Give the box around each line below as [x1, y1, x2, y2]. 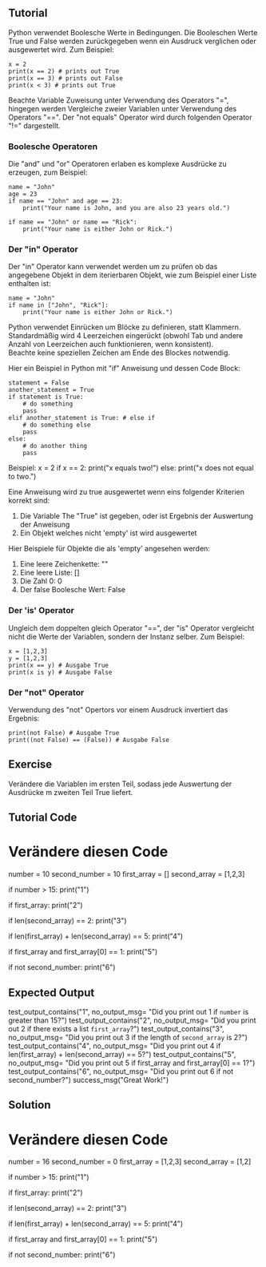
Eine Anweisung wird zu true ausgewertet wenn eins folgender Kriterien [8, 487, 245, 497]
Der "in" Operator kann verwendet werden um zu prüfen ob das [8, 262, 218, 272]
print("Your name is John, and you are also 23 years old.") [22, 204, 230, 212]
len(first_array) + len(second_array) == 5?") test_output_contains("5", [8, 1049, 236, 1059]
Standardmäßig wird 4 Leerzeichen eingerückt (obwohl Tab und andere [8, 331, 244, 341]
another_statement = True [8, 386, 94, 394]
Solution [8, 1098, 51, 1112]
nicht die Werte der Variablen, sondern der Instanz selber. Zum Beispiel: [8, 631, 245, 641]
